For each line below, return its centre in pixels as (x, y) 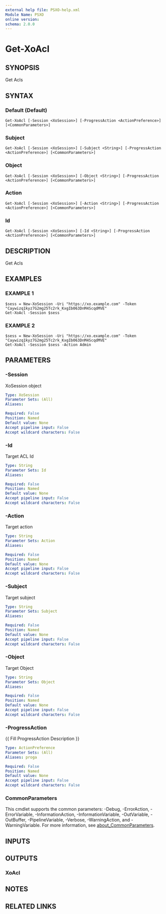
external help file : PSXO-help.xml (43, 10)
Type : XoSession (22, 395)
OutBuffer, (16, 820)
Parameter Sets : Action (30, 541)
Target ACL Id (19, 456)
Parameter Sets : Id (26, 470)
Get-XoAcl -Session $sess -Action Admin (48, 344)
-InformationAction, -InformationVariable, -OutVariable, (92, 814)
